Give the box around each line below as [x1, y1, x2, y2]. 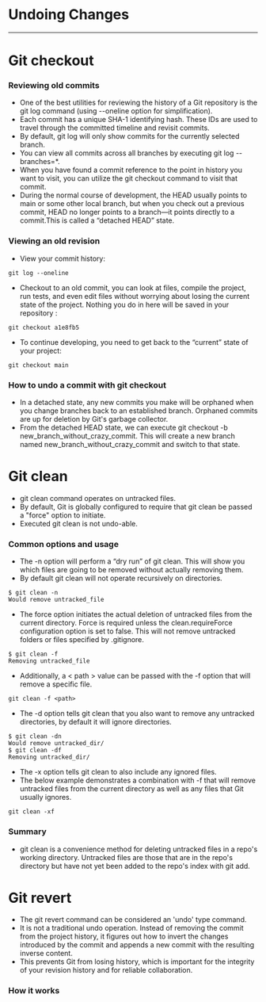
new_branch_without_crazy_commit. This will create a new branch [19, 431, 236, 441]
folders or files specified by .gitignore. [19, 635, 145, 644]
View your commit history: [19, 254, 105, 263]
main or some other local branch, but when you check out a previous [19, 199, 245, 208]
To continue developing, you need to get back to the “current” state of [19, 337, 249, 346]
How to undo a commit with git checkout [8, 379, 166, 390]
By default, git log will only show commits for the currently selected [19, 132, 240, 141]
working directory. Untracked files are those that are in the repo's [19, 852, 234, 862]
